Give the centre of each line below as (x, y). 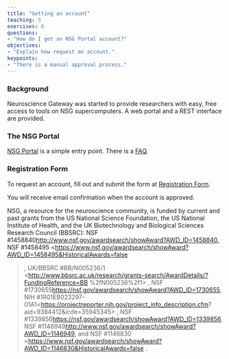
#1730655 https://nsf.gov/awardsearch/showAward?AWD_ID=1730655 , (123, 290)
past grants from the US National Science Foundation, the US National (106, 218)
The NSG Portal (33, 136)
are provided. (26, 118)
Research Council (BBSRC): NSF (53, 232)
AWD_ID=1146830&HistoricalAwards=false (84, 348)
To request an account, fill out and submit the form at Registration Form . (109, 184)
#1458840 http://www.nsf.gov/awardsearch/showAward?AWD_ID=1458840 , (113, 240)
